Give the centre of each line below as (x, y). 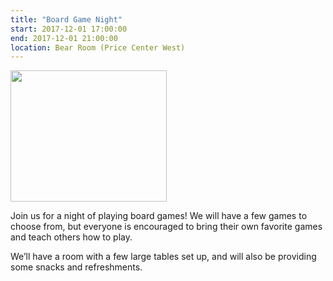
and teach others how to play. (71, 237)
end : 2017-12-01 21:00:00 (64, 38)
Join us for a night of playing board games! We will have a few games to (159, 216)
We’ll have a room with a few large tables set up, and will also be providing (163, 257)
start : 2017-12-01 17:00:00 (69, 29)
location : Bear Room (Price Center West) (98, 47)
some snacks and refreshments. (76, 267)
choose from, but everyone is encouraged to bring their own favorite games (166, 227)
